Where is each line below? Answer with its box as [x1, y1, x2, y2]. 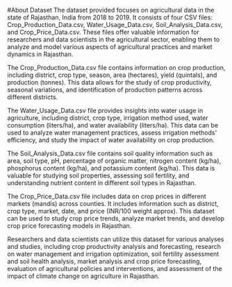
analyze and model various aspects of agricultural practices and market [7, 43, 213, 51]
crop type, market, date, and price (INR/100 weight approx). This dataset [7, 207, 215, 215]
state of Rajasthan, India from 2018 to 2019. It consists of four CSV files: [7, 13, 213, 21]
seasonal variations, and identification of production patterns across [7, 86, 203, 94]
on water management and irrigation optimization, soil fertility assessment [7, 250, 219, 258]
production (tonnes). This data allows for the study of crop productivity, [7, 78, 212, 86]
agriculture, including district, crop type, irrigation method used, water [7, 114, 208, 122]
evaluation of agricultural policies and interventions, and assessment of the [7, 265, 222, 272]
